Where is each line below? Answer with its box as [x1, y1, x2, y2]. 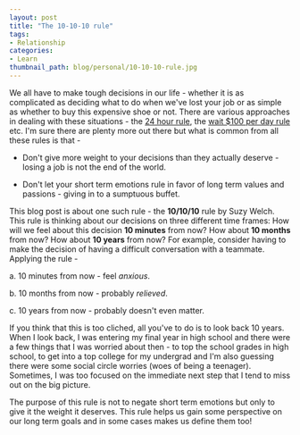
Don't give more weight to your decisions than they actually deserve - [21, 152, 279, 163]
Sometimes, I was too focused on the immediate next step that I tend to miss [9, 370, 291, 381]
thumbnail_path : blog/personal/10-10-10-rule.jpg [9, 63, 198, 72]
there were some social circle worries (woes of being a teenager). [9, 360, 252, 371]
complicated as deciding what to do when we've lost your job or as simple [9, 96, 282, 107]
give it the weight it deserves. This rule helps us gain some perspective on [9, 406, 283, 416]
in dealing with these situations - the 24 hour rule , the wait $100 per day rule [9, 115, 290, 126]
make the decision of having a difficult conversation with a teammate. [9, 243, 265, 255]
